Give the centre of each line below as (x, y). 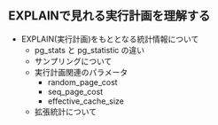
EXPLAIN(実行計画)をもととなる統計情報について (110, 39)
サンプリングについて (73, 61)
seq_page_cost (75, 91)
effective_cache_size (86, 101)
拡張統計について (66, 111)
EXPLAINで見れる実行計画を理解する (109, 16)
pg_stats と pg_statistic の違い (90, 50)
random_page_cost (82, 82)
